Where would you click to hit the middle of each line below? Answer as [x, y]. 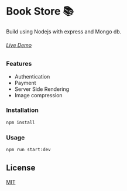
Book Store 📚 [40, 11]
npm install [20, 122]
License [21, 168]
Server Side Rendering [42, 89]
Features [19, 64]
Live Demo [19, 45]
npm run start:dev [28, 149]
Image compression [38, 95]
